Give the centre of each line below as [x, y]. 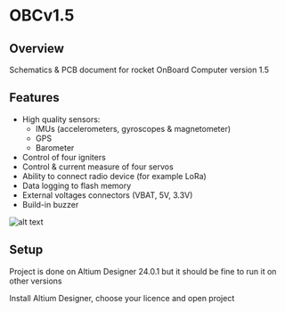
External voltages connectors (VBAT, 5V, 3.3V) [107, 195]
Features [34, 98]
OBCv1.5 [42, 16]
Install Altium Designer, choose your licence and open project [122, 298]
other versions [36, 281]
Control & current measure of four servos [98, 167]
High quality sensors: [61, 119]
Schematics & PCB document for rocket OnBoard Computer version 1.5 [139, 70]
